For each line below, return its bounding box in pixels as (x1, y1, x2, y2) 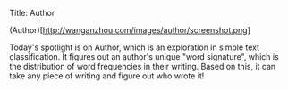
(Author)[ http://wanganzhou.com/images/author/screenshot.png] (9, 25, 250, 35)
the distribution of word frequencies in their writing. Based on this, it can (9, 61, 276, 71)
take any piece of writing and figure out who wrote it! (9, 70, 205, 81)
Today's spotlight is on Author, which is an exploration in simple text (9, 42, 260, 53)
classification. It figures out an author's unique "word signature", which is (9, 52, 279, 61)
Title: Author (9, 8, 55, 18)
